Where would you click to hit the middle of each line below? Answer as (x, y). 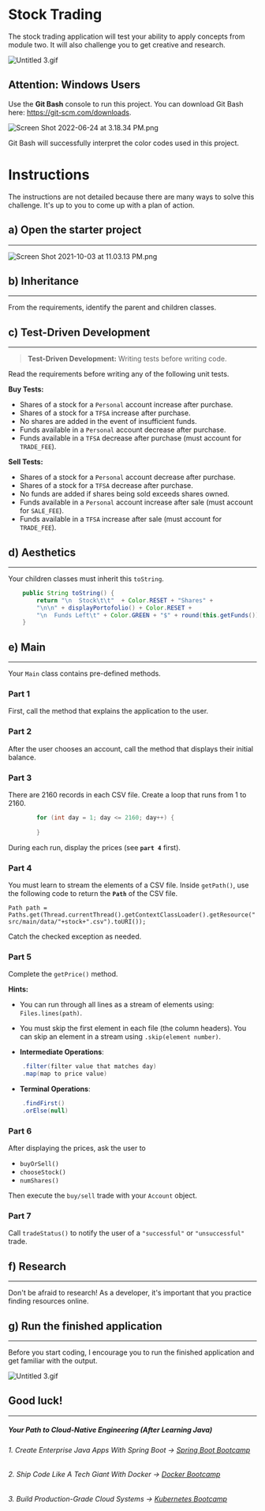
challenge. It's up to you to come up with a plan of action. (101, 205)
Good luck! (35, 1401)
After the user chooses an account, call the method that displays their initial (131, 748)
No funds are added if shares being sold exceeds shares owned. (125, 494)
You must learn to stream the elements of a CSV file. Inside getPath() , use (129, 885)
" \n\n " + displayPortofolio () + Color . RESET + (114, 608)
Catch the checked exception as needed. (75, 936)
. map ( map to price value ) (65, 1074)
